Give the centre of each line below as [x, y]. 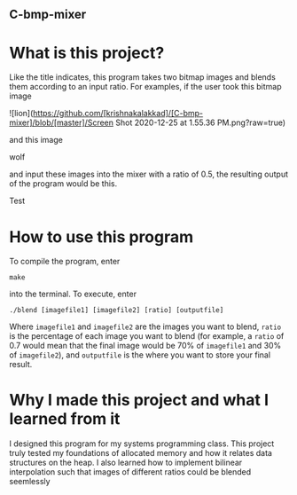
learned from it [65, 419]
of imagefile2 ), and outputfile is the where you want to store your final [140, 355]
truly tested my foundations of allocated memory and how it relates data [141, 453]
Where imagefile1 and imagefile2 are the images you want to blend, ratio [145, 326]
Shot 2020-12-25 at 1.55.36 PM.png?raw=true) [200, 122]
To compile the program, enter [65, 262]
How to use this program [102, 236]
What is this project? [87, 53]
